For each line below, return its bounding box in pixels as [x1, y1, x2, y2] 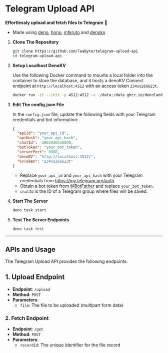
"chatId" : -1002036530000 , [17, 140, 73, 145]
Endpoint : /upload [12, 286, 50, 292]
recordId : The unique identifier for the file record [19, 342, 121, 348]
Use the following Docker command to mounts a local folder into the [12, 72, 153, 78]
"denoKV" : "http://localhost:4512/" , [17, 154, 96, 159]
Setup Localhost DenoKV [12, 62, 66, 68]
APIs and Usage [5, 245, 56, 253]
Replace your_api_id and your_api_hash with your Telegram [19, 172, 143, 178]
